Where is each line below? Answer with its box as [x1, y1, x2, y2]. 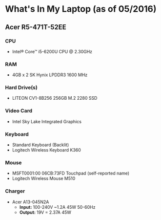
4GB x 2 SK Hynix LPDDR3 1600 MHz [12, 72, 88, 78]
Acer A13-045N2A [12, 199, 49, 205]
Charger [5, 188, 25, 195]
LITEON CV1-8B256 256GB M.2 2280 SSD [12, 95, 98, 101]
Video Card [5, 108, 33, 114]
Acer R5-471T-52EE [5, 23, 67, 31]
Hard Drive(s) [5, 84, 38, 91]
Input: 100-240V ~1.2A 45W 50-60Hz [19, 204, 96, 210]
